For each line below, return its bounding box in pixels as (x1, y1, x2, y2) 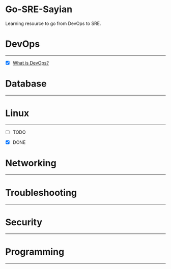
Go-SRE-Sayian (5, 4, 73, 15)
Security (5, 217, 42, 228)
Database (5, 78, 47, 89)
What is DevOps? (12, 59, 49, 66)
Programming (5, 246, 65, 257)
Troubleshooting (5, 187, 77, 199)
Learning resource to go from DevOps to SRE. (5, 20, 101, 26)
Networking (5, 158, 57, 169)
